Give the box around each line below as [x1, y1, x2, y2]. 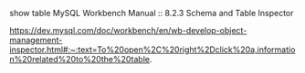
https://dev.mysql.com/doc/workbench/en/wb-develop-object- [9, 25, 247, 35]
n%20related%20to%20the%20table [9, 54, 151, 64]
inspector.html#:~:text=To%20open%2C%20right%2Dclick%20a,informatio [9, 44, 296, 55]
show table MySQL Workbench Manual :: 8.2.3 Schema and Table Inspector [9, 8, 294, 18]
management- [9, 35, 63, 45]
